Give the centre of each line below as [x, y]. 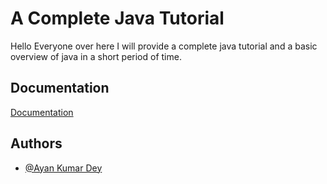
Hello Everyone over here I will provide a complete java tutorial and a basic [164, 46]
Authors [36, 143]
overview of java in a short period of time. [96, 56]
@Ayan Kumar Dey [63, 168]
